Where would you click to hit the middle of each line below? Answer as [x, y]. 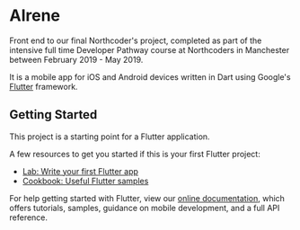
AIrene [35, 16]
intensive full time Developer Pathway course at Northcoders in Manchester [150, 49]
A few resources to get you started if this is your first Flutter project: [135, 154]
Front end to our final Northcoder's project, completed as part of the [136, 40]
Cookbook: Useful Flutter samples [85, 181]
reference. [28, 217]
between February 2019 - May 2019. [76, 59]
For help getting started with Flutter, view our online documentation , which [147, 198]
